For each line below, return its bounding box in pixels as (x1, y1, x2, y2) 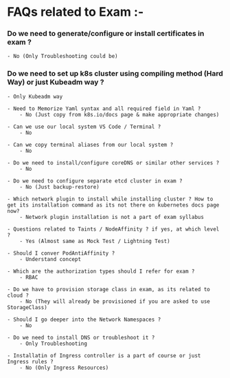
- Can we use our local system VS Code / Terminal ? (7, 123, 161, 130)
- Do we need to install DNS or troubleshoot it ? (7, 334, 155, 341)
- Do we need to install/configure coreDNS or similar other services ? (7, 159, 220, 166)
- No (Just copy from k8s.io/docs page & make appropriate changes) (19, 111, 220, 118)
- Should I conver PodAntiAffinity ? (7, 249, 115, 257)
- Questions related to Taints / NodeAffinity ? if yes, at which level (7, 225, 220, 233)
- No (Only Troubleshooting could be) (7, 53, 118, 60)
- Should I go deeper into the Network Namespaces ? (7, 316, 161, 323)
